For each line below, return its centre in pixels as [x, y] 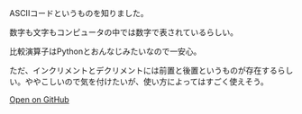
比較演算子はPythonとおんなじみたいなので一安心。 [105, 51]
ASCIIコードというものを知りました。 [79, 13]
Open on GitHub [39, 100]
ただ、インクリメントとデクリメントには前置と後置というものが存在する [143, 70]
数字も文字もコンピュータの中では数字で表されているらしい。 [124, 32]
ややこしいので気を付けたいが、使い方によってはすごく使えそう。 [146, 82]
